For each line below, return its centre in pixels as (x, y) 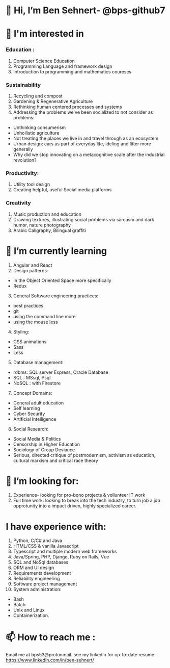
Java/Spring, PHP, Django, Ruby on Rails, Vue (61, 557)
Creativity (18, 203)
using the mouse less (35, 322)
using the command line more (44, 316)
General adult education (38, 403)
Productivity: (22, 173)
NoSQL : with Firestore (37, 383)
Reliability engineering (36, 579)
